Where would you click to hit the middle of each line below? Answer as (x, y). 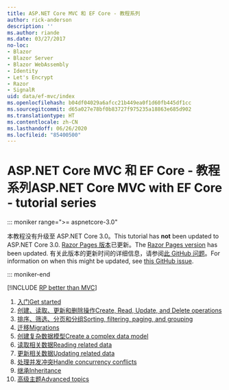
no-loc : (18, 45)
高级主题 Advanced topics (53, 379)
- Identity (23, 71)
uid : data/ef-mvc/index (41, 97)
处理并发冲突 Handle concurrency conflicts (77, 362)
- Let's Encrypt (30, 77)
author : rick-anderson (39, 20)
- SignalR (21, 90)
